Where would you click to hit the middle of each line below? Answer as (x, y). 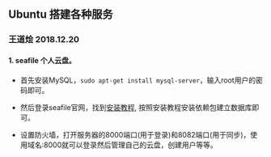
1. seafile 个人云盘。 (42, 60)
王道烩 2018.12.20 (44, 40)
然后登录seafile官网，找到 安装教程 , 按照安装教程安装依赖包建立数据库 (136, 107)
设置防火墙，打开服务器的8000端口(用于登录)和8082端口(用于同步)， (135, 134)
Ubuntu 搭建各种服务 (61, 15)
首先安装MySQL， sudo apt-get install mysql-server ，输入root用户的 (138, 80)
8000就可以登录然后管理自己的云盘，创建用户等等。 (130, 145)
